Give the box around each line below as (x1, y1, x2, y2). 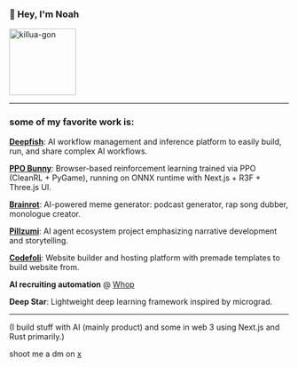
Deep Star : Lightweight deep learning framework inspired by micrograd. (9, 296, 273, 307)
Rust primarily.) (9, 331, 65, 341)
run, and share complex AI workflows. (9, 146, 148, 156)
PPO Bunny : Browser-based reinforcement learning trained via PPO (9, 163, 256, 173)
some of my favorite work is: (9, 116, 135, 128)
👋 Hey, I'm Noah (9, 8, 80, 20)
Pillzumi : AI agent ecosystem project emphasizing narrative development (9, 226, 278, 236)
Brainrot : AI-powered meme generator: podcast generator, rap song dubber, (9, 199, 289, 210)
